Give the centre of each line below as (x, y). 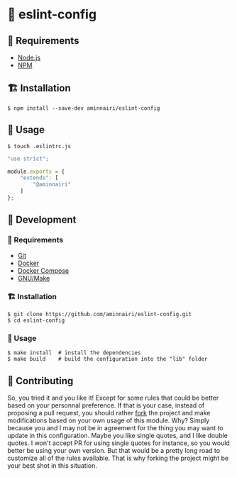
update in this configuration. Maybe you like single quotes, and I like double (118, 435)
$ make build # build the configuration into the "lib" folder (108, 359)
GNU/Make (34, 278)
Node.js (29, 57)
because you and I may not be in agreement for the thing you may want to (115, 427)
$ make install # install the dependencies (74, 353)
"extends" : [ (39, 178)
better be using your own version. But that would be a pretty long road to (114, 450)
